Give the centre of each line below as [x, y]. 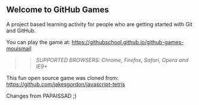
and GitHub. [21, 30]
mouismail [19, 48]
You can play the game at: [38, 42]
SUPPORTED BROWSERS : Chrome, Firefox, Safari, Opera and [112, 60]
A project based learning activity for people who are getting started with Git [99, 24]
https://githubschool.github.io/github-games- [128, 42]
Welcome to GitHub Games [58, 10]
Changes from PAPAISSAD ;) [41, 95]
